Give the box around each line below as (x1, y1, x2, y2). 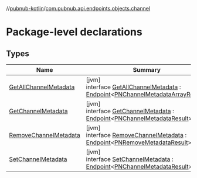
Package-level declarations (6, 26, 142, 39)
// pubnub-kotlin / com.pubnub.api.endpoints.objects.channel (6, 5, 151, 12)
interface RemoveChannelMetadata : (86, 131, 187, 139)
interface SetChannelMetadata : (86, 155, 174, 163)
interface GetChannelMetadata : (86, 107, 175, 115)
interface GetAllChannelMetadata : (86, 83, 181, 91)
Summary (133, 66, 161, 74)
